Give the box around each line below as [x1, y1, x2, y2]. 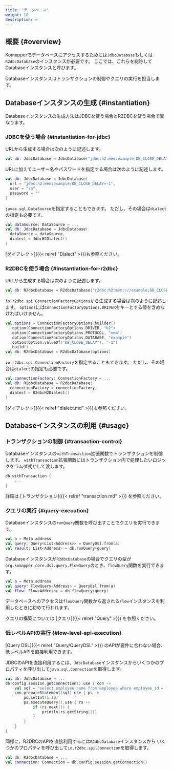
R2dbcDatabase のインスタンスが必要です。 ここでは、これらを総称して [5, 58, 153, 65]
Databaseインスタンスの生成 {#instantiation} [5, 98, 150, 107]
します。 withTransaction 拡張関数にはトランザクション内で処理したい [5, 457, 153, 463]
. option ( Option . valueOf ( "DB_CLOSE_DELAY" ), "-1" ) [10, 340, 118, 345]
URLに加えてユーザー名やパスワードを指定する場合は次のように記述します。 [5, 166, 166, 172]
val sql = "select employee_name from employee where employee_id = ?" [14, 685, 170, 691]
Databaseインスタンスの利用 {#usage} [5, 421, 130, 430]
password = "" [10, 191, 40, 196]
